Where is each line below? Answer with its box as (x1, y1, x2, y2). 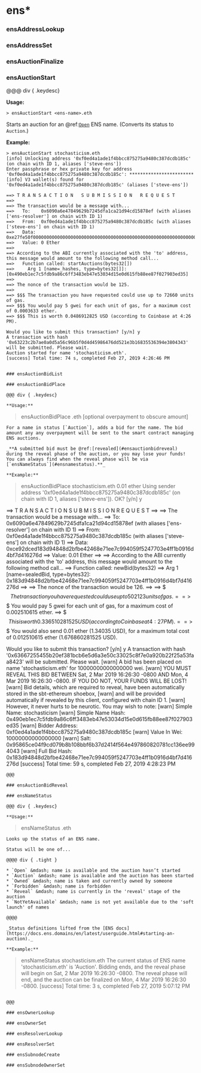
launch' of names (6, 904, 50, 910)
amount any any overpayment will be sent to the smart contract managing (6, 430, 194, 436)
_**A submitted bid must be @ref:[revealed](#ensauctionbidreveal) (6, 446, 178, 452)
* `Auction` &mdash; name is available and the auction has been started (6, 873, 194, 879)
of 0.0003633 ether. (6, 308, 58, 314)
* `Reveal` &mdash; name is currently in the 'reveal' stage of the (6, 889, 181, 895)
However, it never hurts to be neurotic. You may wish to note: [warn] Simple (6, 703, 193, 710)
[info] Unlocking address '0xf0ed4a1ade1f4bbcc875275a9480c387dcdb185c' (6, 156, 191, 162)
